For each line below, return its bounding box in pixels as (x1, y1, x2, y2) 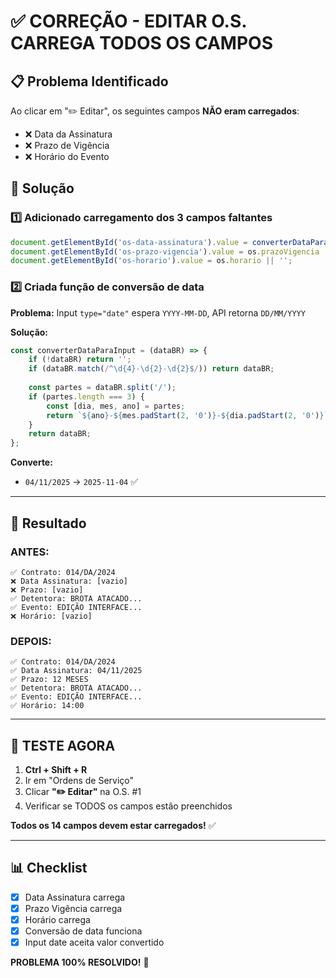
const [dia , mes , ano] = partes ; (46, 401, 186, 411)
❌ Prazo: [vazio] (10, 585, 84, 595)
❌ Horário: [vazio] (10, 611, 93, 621)
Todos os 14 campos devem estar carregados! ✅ (10, 820, 217, 832)
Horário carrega (24, 913, 91, 925)
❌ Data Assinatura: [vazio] (10, 576, 129, 586)
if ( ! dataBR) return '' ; (28, 355, 132, 365)
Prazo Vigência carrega (24, 902, 123, 914)
